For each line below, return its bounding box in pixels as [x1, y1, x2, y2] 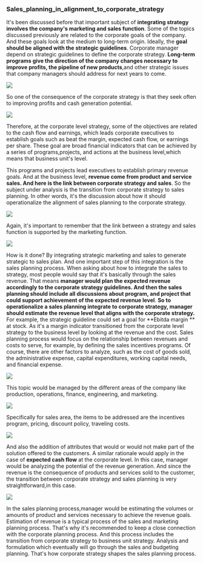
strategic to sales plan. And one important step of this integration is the [6, 258, 184, 265]
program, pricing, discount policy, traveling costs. [6, 420, 130, 427]
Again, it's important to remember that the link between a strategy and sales [6, 222, 196, 229]
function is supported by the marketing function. [6, 228, 127, 236]
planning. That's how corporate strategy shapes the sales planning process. [6, 550, 196, 558]
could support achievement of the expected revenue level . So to [6, 296, 171, 304]
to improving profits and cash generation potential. [6, 99, 133, 107]
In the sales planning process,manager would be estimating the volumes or [6, 505, 194, 512]
